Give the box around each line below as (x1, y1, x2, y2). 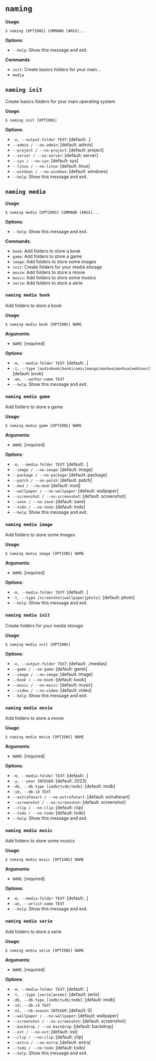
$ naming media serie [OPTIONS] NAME (5, 948, 84, 953)
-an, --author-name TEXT (12, 377, 65, 382)
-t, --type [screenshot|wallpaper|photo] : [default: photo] (12, 594, 135, 600)
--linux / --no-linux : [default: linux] (12, 163, 90, 169)
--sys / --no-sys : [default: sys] (12, 158, 79, 164)
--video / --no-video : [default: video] (12, 687, 92, 693)
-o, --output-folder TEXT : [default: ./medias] (12, 660, 107, 666)
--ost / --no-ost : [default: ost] (12, 1028, 78, 1034)
